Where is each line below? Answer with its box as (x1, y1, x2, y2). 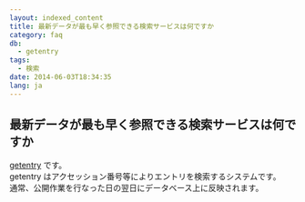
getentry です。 (9, 160, 67, 171)
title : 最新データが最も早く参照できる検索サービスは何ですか (9, 22, 215, 31)
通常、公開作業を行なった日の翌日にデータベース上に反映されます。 (9, 183, 264, 194)
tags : (9, 56, 30, 65)
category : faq (9, 30, 64, 39)
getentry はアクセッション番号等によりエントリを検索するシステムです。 (9, 171, 281, 182)
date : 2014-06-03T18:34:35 (9, 73, 112, 82)
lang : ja (9, 81, 43, 90)
